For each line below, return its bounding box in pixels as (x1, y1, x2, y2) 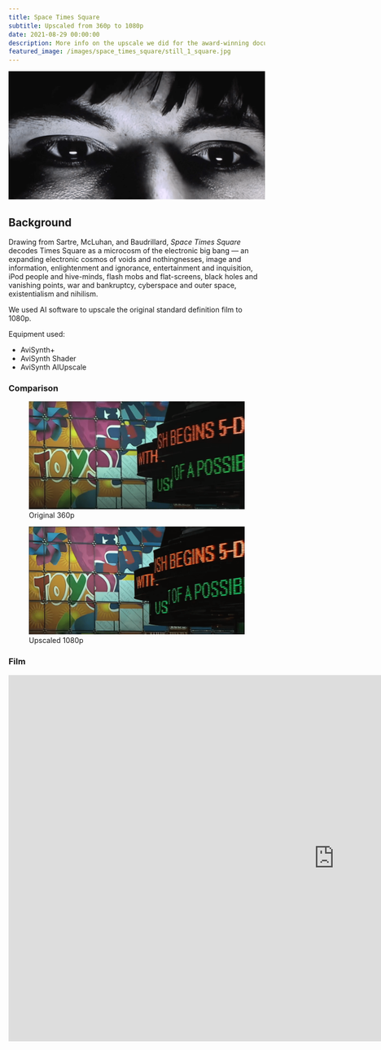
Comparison (8, 383, 59, 394)
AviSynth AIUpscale (20, 362, 87, 372)
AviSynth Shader (20, 353, 77, 363)
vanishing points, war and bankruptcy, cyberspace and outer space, (8, 280, 237, 290)
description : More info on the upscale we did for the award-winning (8, 39, 250, 47)
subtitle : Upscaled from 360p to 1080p (8, 21, 144, 30)
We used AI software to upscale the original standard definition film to (8, 304, 243, 314)
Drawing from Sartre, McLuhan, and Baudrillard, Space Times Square (8, 237, 242, 247)
